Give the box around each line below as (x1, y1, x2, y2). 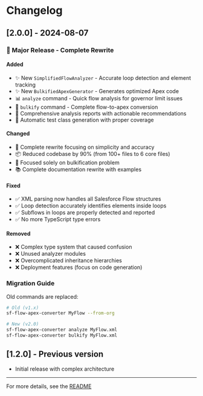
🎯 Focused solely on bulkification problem (14, 158, 120, 166)
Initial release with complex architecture (14, 365, 115, 372)
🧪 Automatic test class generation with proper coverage (14, 116, 154, 123)
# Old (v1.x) (6, 305, 39, 311)
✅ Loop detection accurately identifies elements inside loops (14, 202, 167, 209)
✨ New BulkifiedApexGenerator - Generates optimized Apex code (14, 87, 179, 94)
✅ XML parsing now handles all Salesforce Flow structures (14, 195, 161, 203)
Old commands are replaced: (6, 293, 79, 300)
